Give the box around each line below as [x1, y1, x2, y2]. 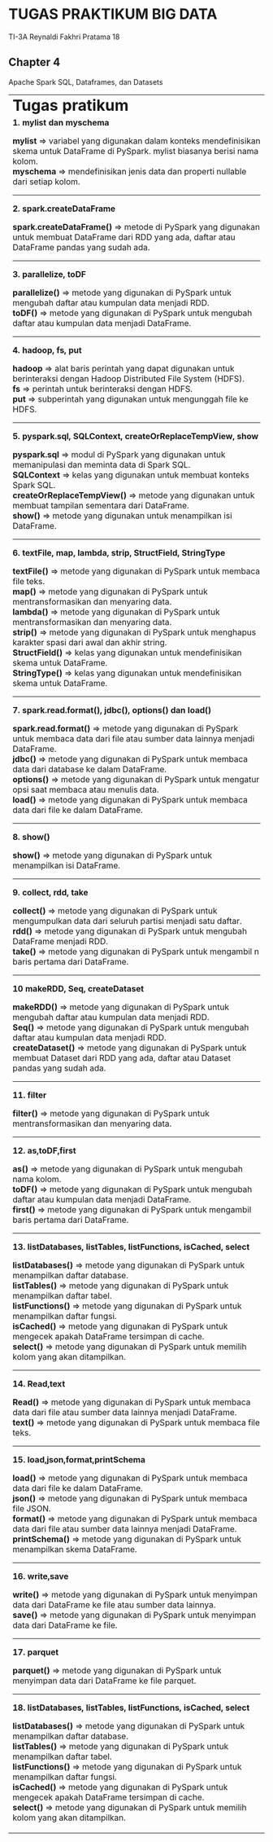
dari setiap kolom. [12, 176, 80, 187]
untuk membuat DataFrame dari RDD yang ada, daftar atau [12, 231, 236, 243]
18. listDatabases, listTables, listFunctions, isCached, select [12, 1702, 250, 1713]
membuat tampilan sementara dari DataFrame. [12, 499, 189, 511]
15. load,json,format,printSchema [12, 1453, 146, 1465]
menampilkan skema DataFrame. [12, 1543, 137, 1554]
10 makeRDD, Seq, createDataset [12, 983, 145, 994]
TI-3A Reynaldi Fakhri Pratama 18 [8, 32, 120, 42]
